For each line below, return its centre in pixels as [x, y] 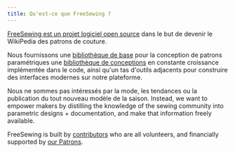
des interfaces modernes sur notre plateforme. [75, 77]
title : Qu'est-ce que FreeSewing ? [59, 14]
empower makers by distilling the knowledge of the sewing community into [116, 105]
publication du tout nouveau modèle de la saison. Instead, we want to [108, 98]
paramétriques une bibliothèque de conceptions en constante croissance [113, 62]
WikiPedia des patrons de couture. [57, 41]
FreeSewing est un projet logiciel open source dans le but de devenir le [110, 34]
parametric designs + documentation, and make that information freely [109, 113]
